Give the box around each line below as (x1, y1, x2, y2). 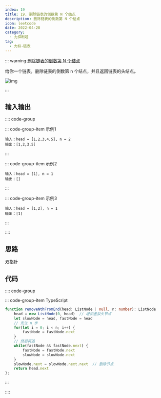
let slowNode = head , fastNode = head (14, 316, 93, 321)
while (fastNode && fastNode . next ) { (14, 344, 89, 348)
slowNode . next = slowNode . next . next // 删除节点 (14, 361, 114, 367)
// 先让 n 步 (14, 321, 38, 325)
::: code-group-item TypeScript (5, 298, 68, 303)
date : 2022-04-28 (5, 25, 40, 30)
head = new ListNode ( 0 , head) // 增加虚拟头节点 (14, 311, 112, 316)
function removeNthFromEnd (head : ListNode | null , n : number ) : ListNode (5, 307, 156, 312)
